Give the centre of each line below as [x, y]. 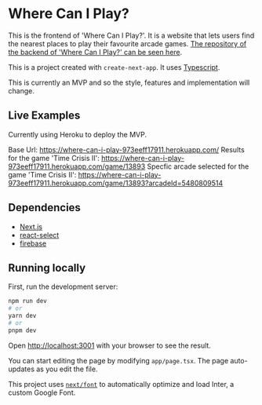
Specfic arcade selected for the [198, 166]
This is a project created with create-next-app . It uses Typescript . [114, 67]
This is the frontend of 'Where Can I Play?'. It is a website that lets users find [131, 35]
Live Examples [44, 116]
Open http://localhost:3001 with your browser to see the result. [110, 345]
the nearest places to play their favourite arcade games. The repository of [127, 43]
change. [22, 90]
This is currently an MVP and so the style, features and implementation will [129, 82]
